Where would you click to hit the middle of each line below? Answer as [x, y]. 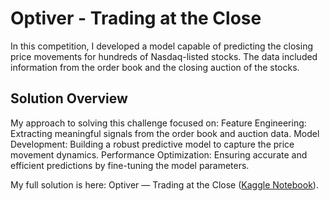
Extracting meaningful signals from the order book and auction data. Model [165, 133]
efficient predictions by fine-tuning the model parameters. [130, 165]
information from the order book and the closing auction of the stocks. [155, 67]
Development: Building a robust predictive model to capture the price [152, 144]
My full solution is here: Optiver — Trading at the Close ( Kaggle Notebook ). [164, 184]
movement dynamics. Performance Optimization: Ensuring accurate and [159, 154]
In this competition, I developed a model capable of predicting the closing [161, 46]
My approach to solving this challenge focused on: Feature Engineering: [158, 123]
